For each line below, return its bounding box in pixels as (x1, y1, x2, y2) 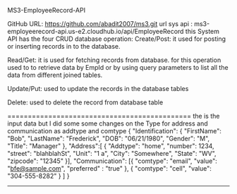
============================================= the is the (7, 112, 220, 120)
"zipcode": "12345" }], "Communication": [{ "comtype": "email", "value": (7, 157, 217, 165)
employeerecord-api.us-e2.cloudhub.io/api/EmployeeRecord (7, 28, 184, 35)
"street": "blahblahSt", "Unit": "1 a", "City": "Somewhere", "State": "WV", (7, 150, 217, 157)
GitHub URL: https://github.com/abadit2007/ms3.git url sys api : (7, 20, 193, 28)
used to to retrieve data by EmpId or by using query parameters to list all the (7, 63, 229, 71)
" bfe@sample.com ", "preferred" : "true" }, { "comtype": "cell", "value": (7, 164, 212, 172)
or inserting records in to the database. (7, 42, 121, 50)
